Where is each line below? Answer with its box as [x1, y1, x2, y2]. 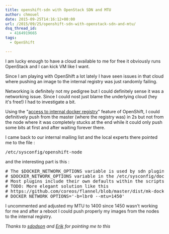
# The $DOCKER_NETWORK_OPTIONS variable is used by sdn [5, 168, 146, 174]
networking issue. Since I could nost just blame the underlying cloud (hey [5, 93, 157, 99]
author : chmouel [5, 12, 39, 17]
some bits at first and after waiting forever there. [5, 124, 106, 130]
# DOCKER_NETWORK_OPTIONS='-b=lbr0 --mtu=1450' [5, 193, 125, 199]
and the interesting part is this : [5, 158, 70, 164]
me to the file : [5, 139, 35, 145]
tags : [5, 36, 17, 41]
